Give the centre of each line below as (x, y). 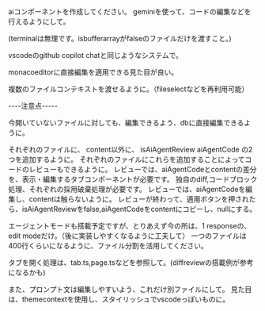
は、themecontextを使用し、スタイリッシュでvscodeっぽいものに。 (119, 299)
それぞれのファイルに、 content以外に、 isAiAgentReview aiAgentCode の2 (131, 150)
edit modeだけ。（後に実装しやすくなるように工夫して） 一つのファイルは (127, 236)
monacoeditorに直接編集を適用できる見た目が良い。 (93, 72)
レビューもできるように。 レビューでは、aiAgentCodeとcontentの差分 (143, 169)
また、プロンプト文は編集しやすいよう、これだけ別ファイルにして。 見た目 (130, 289)
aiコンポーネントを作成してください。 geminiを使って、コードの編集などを (130, 12)
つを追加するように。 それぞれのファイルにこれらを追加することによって (127, 159)
